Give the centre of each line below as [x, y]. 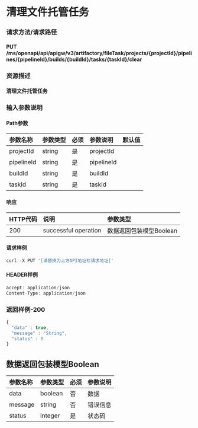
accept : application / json [38, 288]
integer [50, 416]
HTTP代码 [23, 219]
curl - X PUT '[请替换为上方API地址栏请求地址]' [60, 261]
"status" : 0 [27, 338]
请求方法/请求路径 [32, 32]
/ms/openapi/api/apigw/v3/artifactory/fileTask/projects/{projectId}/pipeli [99, 53]
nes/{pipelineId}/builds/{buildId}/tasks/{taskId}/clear [74, 59]
